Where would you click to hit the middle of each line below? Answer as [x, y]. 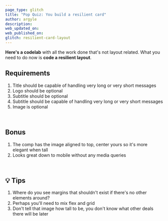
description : [19, 24]
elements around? [31, 198]
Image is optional [30, 106]
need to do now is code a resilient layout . [48, 57]
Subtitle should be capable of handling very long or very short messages [88, 101]
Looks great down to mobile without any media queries [69, 155]
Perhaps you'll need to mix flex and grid [54, 203]
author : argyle [21, 19]
